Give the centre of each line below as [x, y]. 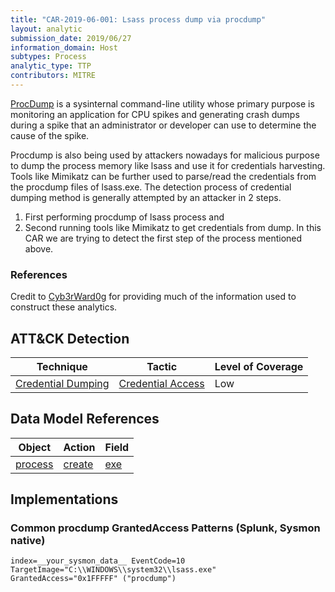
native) [28, 541]
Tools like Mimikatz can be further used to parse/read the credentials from [163, 176]
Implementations [64, 499]
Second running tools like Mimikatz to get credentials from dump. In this [173, 227]
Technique [62, 366]
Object [35, 447]
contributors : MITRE [53, 76]
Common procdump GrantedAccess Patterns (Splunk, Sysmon [165, 528]
